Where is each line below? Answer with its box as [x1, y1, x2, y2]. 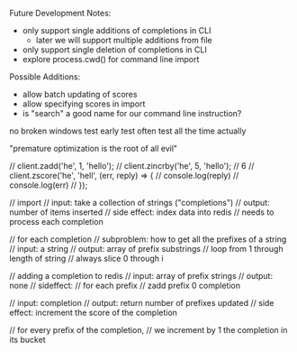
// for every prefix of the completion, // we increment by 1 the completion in [9, 325, 288, 335]
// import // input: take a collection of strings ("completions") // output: [9, 198, 270, 208]
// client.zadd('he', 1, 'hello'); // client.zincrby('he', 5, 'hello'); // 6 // [9, 161, 255, 171]
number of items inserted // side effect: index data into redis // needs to [9, 207, 274, 218]
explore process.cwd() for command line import [22, 54, 200, 64]
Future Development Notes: [9, 8, 112, 18]
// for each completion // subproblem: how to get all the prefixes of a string [9, 234, 287, 245]
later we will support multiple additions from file [35, 35, 213, 45]
